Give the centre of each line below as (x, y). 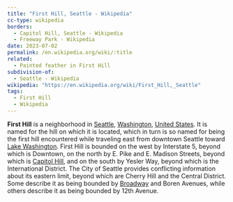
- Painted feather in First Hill (62, 65)
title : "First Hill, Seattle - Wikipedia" (70, 14)
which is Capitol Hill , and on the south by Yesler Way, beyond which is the (113, 161)
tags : (15, 91)
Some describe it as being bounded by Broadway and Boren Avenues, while (116, 183)
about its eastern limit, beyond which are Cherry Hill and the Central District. (117, 176)
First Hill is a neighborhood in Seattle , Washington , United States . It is (107, 124)
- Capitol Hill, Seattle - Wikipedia (68, 33)
